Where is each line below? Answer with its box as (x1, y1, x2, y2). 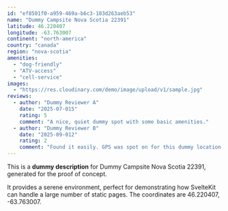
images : (7, 80, 29, 87)
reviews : (7, 93, 32, 100)
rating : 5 (19, 112, 48, 119)
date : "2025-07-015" (19, 105, 78, 112)
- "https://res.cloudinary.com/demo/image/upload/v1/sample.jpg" (13, 86, 203, 93)
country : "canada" (7, 42, 59, 49)
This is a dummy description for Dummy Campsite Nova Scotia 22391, (7, 162, 206, 171)
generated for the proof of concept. (7, 170, 107, 178)
